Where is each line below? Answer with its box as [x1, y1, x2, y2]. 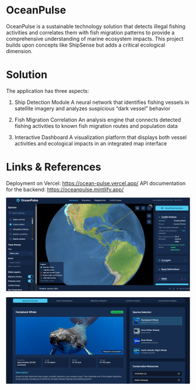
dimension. [6, 47, 33, 54]
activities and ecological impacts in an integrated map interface [14, 140, 167, 147]
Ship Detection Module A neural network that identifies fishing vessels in [14, 99, 190, 106]
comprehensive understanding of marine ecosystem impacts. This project [6, 35, 184, 42]
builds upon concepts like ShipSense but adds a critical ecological [6, 41, 165, 48]
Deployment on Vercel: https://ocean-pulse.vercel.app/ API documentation [6, 179, 186, 187]
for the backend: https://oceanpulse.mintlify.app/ [6, 186, 124, 193]
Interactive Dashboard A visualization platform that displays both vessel [14, 134, 187, 141]
